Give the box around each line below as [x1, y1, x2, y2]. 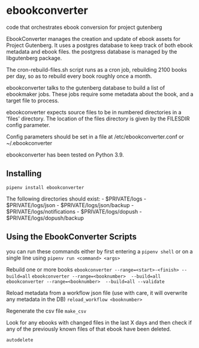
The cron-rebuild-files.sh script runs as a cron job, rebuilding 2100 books [6, 66, 187, 73]
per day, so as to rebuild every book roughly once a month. [6, 72, 152, 79]
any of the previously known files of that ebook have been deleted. [6, 325, 171, 332]
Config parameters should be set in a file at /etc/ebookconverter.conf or [6, 133, 184, 140]
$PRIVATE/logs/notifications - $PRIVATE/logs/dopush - [6, 208, 142, 215]
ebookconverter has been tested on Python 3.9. [6, 151, 124, 158]
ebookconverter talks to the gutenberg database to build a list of [6, 84, 165, 91]
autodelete [6, 337, 34, 343]
